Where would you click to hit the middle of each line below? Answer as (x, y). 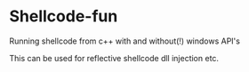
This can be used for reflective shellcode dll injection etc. (114, 58)
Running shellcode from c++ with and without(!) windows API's (124, 41)
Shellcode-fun (64, 16)
